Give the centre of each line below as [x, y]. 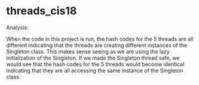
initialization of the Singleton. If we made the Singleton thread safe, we [93, 58]
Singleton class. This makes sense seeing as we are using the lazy [88, 51]
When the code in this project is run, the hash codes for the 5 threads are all [100, 39]
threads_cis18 [42, 11]
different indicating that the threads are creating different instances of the [97, 45]
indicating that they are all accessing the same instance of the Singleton [95, 70]
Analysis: [17, 27]
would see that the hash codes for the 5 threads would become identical [95, 64]
